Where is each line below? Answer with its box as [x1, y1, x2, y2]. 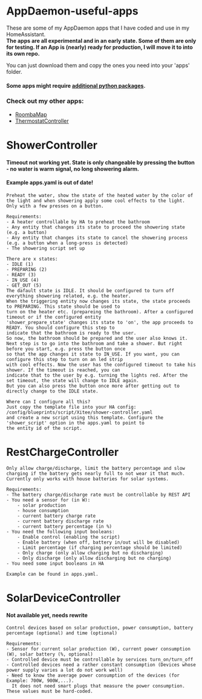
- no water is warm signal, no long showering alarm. [6, 165, 139, 172]
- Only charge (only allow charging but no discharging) [17, 550, 164, 556]
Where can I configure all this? [6, 398, 91, 405]
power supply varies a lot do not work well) [6, 667, 123, 674]
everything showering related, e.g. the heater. [6, 293, 131, 299]
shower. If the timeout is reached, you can [6, 367, 120, 373]
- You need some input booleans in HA [6, 561, 104, 567]
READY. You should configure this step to [6, 325, 115, 331]
